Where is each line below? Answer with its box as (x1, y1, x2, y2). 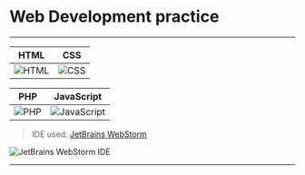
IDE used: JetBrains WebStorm (31, 129, 147, 140)
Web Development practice (9, 6, 220, 27)
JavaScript (54, 90, 103, 102)
